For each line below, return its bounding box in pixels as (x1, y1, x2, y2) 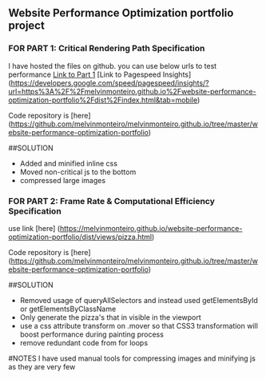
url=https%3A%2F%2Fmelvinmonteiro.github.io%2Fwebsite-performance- (8, 86, 257, 96)
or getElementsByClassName (19, 304, 117, 313)
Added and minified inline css (19, 158, 118, 168)
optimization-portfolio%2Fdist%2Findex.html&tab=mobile (8, 95, 198, 105)
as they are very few (8, 361, 76, 371)
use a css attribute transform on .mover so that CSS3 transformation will (19, 321, 258, 330)
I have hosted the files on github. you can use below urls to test (8, 61, 217, 70)
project (8, 19, 46, 33)
